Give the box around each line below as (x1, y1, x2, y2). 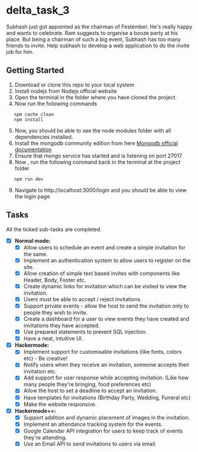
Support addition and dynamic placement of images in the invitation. (23, 414, 190, 421)
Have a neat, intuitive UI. (23, 335, 83, 342)
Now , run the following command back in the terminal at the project (14, 158, 181, 166)
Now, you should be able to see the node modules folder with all (14, 127, 171, 134)
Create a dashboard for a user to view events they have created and (23, 315, 190, 322)
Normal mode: (14, 237, 51, 244)
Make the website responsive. (23, 401, 97, 408)
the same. (23, 250, 48, 257)
